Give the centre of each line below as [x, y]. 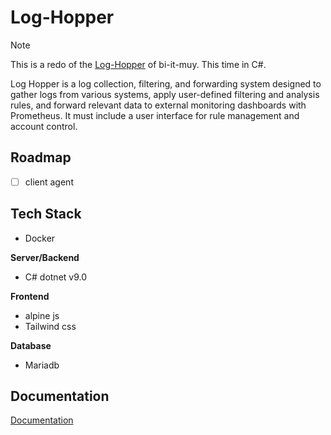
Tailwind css [50, 326]
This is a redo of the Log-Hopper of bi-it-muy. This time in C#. [138, 64]
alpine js [42, 315]
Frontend [30, 296]
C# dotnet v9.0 [56, 277]
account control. [44, 126]
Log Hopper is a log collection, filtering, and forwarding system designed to [166, 83]
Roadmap [41, 157]
